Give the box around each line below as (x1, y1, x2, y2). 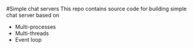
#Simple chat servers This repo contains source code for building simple (6, 5, 187, 12)
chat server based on (6, 11, 59, 19)
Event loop (14, 36, 42, 43)
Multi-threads (14, 30, 49, 37)
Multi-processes (14, 24, 56, 30)
